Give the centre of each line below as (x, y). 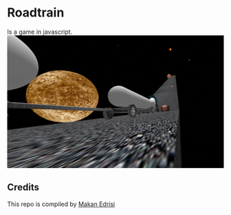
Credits (23, 187)
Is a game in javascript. (40, 32)
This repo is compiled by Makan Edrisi (61, 204)
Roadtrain (36, 13)
